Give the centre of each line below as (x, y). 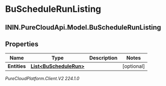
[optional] (134, 66)
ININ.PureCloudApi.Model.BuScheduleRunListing (83, 27)
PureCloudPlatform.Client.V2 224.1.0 (42, 79)
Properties (22, 44)
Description (103, 58)
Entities (17, 66)
